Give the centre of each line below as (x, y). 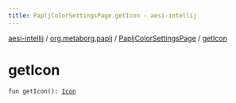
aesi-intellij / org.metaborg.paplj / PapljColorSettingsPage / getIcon (118, 38)
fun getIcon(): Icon (43, 91)
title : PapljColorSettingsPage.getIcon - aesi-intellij (103, 15)
